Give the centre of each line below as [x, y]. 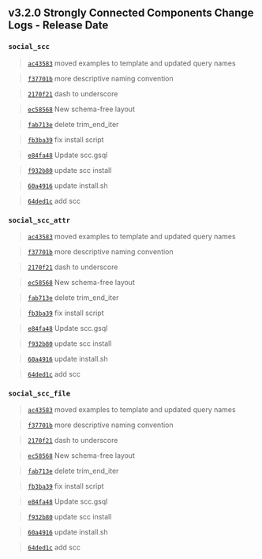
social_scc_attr [39, 220]
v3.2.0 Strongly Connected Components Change [131, 13]
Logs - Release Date [58, 26]
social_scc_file [39, 393]
